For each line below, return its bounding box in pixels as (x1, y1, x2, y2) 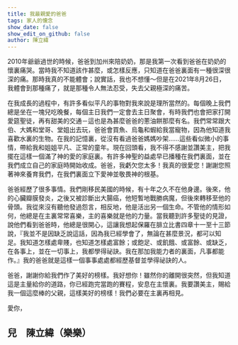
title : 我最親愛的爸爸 (7, 10, 67, 18)
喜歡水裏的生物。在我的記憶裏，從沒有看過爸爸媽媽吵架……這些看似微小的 (7, 134, 223, 143)
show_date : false (7, 23, 59, 31)
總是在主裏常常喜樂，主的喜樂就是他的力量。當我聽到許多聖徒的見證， (25, 212, 231, 220)
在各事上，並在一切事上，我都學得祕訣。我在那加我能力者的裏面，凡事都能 (7, 247, 225, 256)
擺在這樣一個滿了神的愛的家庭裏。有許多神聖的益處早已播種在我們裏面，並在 (7, 152, 231, 160)
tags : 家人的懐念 (7, 17, 53, 24)
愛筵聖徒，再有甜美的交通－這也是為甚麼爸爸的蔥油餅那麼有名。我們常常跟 (7, 116, 225, 125)
